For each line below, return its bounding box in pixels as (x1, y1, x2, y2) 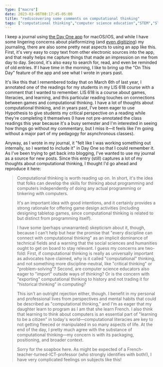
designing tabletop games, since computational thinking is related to (16, 210, 154, 216)
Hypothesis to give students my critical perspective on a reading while (5, 110, 146, 116)
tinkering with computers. (16, 191, 68, 197)
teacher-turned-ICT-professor (16, 352, 78, 357)
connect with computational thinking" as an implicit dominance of (16, 235, 148, 241)
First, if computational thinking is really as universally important (27, 250, 154, 257)
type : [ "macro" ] (5, 7, 38, 12)
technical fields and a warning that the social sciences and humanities (16, 240, 158, 246)
